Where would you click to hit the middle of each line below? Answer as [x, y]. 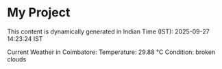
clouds [17, 59]
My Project [39, 13]
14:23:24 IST [25, 38]
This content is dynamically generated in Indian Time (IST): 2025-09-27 [109, 31]
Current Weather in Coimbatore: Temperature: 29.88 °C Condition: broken [111, 52]
